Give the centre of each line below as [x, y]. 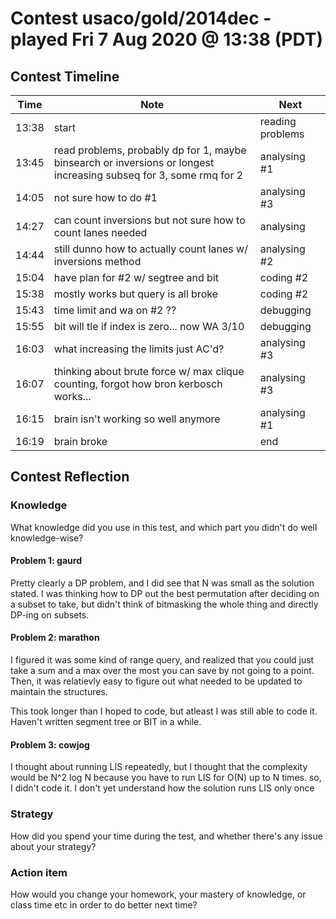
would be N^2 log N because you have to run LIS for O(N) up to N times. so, [166, 778]
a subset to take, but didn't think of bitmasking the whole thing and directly [164, 604]
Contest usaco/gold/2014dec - [141, 18]
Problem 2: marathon [55, 638]
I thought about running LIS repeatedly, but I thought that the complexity [159, 767]
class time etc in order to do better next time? [104, 904]
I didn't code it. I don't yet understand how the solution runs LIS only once [162, 788]
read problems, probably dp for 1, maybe [150, 150]
